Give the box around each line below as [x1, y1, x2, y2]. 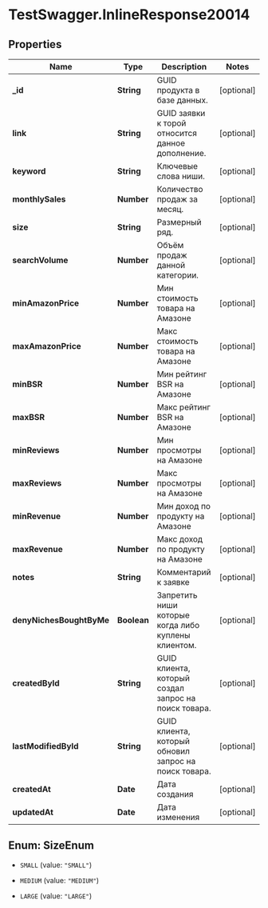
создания [156, 789, 194, 799]
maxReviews [12, 478, 62, 489]
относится [156, 128, 197, 138]
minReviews [12, 445, 60, 455]
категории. [156, 270, 199, 281]
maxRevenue [12, 544, 64, 554]
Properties [8, 38, 62, 51]
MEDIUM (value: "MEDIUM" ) [19, 875, 100, 885]
